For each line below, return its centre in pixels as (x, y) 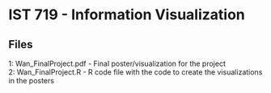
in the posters (32, 81)
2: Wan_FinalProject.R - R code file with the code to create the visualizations (135, 72)
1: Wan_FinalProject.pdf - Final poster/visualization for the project (117, 63)
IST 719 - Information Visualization (127, 15)
